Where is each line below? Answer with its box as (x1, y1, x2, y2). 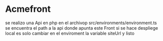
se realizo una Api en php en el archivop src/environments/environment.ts (5, 20, 157, 26)
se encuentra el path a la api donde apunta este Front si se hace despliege (5, 25, 159, 31)
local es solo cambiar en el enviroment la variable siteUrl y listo (5, 30, 135, 36)
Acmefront (5, 3, 51, 15)
